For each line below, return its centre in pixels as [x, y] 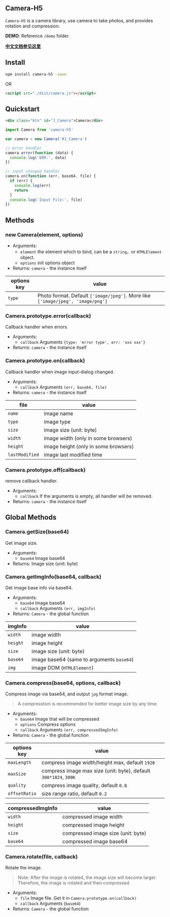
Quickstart [23, 109]
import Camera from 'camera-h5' [39, 130]
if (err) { [21, 181]
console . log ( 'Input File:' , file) [46, 200]
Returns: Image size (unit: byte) [45, 563]
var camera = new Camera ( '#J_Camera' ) [46, 139]
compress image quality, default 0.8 [84, 786]
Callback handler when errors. [37, 327]
